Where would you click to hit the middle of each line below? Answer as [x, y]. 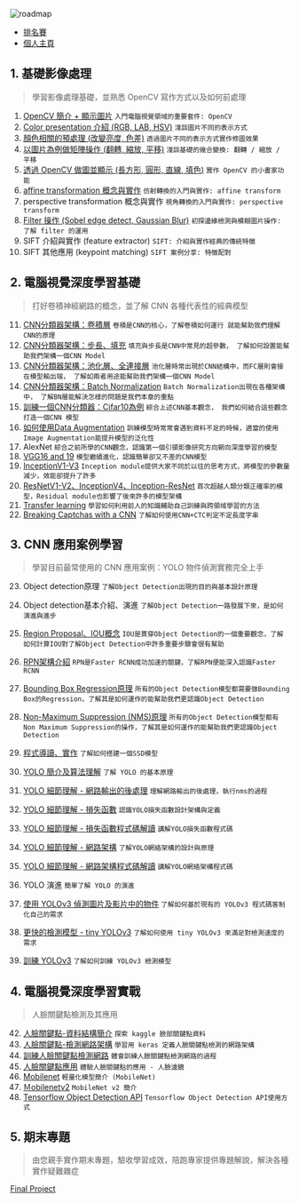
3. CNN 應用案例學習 [67, 545]
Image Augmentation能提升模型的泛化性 [88, 438]
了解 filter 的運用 [55, 231]
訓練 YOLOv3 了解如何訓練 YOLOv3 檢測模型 [97, 960]
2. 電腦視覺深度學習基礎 [75, 283]
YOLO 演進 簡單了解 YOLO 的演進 [79, 885]
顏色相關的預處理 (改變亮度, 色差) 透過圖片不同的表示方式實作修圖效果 [141, 138]
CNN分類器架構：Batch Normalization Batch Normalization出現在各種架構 [154, 386]
